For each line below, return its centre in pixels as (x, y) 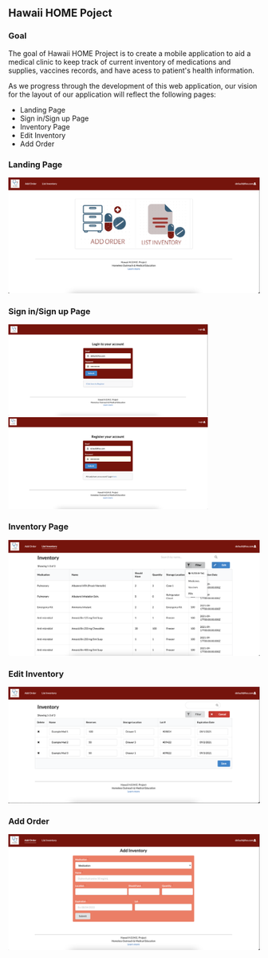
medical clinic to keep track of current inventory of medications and (120, 62)
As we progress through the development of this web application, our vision (133, 85)
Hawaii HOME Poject (60, 13)
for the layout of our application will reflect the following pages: (112, 94)
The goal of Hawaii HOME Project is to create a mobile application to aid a (130, 53)
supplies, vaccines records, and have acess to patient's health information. (132, 70)
